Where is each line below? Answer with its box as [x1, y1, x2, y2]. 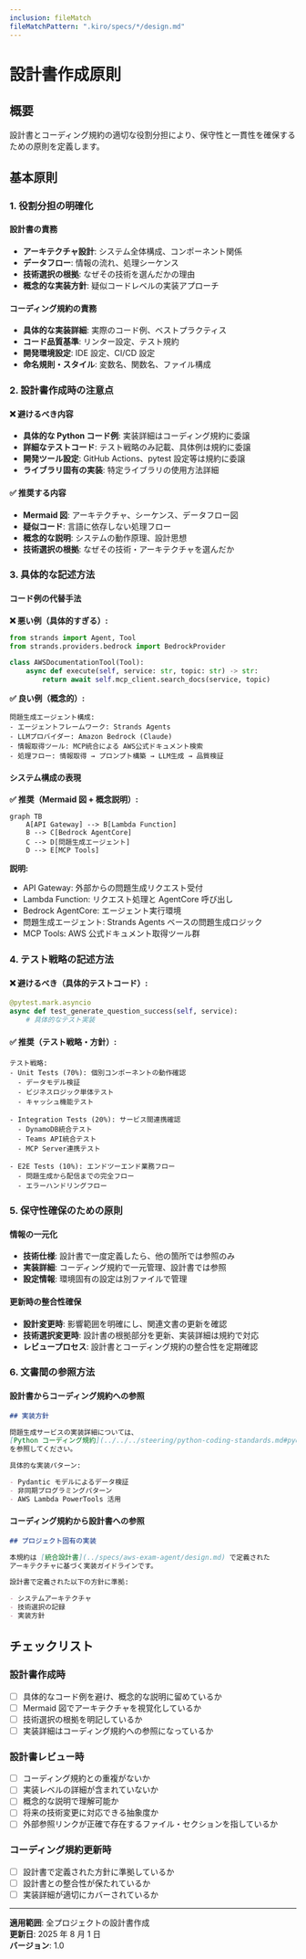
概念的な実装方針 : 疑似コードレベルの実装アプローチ [22, 280, 219, 291]
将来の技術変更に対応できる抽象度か [22, 1807, 159, 1818]
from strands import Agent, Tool [9, 633, 137, 642]
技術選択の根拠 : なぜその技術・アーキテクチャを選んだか [22, 543, 235, 554]
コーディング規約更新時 [9, 1844, 112, 1857]
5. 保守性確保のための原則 [9, 1205, 123, 1217]
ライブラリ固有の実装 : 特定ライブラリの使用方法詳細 [22, 465, 219, 476]
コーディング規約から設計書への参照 [9, 1515, 146, 1526]
